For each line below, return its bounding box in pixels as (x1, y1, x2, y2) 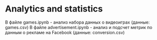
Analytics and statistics (5, 3, 103, 14)
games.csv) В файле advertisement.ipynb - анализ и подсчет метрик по (5, 24, 153, 30)
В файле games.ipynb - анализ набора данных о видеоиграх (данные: (5, 19, 150, 25)
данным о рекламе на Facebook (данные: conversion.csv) (5, 29, 125, 35)
